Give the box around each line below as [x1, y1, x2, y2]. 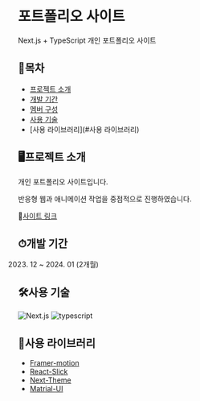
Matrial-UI [29, 384, 63, 393]
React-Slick [29, 367, 68, 376]
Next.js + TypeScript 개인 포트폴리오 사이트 [18, 35, 157, 45]
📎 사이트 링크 [18, 211, 58, 221]
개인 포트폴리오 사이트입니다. [18, 176, 108, 186]
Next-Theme [29, 375, 71, 385]
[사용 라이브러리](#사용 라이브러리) [29, 124, 140, 134]
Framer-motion [29, 358, 80, 367]
